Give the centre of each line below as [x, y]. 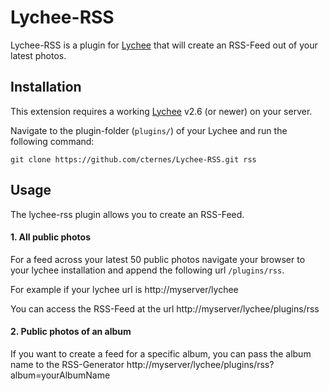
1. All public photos [51, 237]
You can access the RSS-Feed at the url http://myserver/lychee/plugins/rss [165, 308]
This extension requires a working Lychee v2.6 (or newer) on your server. [161, 111]
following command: [52, 141]
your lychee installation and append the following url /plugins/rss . [147, 270]
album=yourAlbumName [60, 375]
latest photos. [38, 55]
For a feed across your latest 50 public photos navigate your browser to [158, 259]
